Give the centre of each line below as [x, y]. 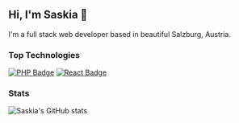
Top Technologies [44, 55]
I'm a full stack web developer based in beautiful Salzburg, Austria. [120, 34]
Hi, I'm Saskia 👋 [48, 15]
